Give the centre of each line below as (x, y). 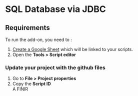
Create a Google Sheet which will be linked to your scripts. (73, 49)
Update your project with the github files (55, 67)
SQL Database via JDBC (55, 9)
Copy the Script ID (31, 84)
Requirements (27, 28)
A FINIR (20, 89)
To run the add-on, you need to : (39, 39)
